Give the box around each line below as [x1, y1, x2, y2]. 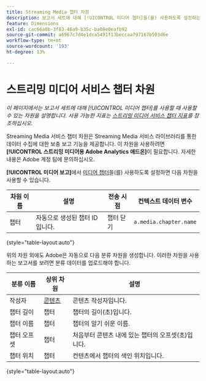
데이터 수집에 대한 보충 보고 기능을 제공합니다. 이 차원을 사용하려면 [6, 140, 165, 147]
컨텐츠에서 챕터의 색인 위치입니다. [72, 351, 164, 360]
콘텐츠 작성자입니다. [72, 296, 127, 304]
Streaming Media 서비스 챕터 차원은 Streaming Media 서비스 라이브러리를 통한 [6, 133, 197, 140]
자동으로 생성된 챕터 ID [36, 213, 98, 221]
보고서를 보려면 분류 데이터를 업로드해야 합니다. [17, 259, 131, 266]
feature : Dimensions [6, 20, 59, 26]
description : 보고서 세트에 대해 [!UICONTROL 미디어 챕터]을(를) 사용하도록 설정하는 [6, 15, 200, 21]
